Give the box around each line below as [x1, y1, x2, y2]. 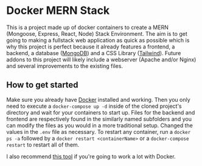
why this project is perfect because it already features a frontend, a [6, 43, 175, 50]
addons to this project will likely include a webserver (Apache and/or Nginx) [6, 56, 197, 63]
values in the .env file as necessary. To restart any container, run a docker [6, 128, 191, 135]
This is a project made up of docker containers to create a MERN [6, 24, 169, 31]
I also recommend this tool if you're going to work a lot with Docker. [6, 153, 176, 160]
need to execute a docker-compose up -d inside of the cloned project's [6, 102, 183, 110]
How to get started [6, 80, 78, 90]
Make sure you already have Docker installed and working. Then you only [6, 96, 190, 103]
